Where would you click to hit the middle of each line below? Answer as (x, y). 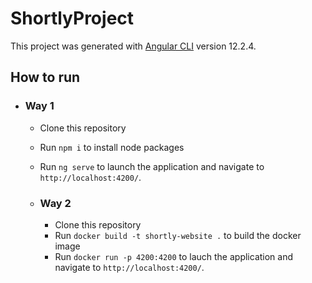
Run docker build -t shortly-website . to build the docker (178, 235)
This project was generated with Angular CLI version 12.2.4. (133, 46)
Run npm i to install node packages (112, 147)
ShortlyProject (72, 18)
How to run (45, 77)
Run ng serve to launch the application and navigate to (152, 166)
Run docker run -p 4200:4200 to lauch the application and (174, 256)
